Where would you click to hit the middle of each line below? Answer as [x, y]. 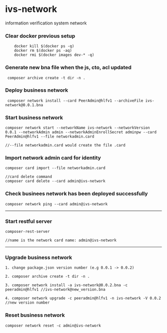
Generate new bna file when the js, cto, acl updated [68, 67]
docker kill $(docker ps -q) [44, 46]
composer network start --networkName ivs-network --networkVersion [78, 128]
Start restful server [29, 221]
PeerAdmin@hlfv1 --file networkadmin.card [50, 137]
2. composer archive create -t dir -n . [48, 277]
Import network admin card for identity [53, 158]
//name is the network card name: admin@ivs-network [61, 240]
